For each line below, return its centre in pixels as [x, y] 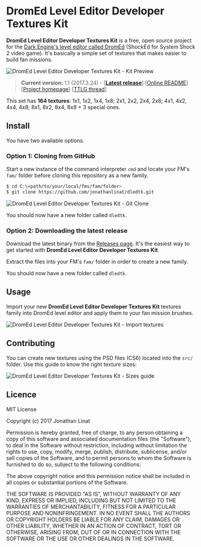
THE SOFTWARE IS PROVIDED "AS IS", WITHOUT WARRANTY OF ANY [94, 494]
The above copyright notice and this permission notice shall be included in [98, 476]
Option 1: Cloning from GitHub [51, 156]
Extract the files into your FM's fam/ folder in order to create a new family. [97, 262]
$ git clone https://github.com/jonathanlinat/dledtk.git [80, 192]
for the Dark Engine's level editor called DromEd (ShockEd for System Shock [101, 47]
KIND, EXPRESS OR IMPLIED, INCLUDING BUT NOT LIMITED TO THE [91, 500]
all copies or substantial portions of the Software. [67, 482]
